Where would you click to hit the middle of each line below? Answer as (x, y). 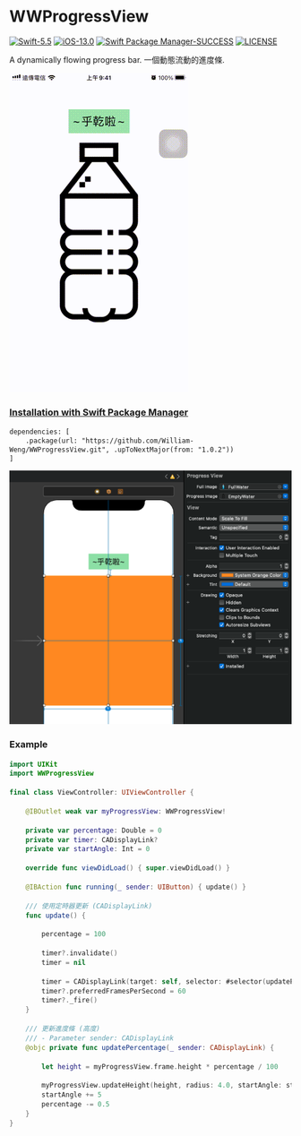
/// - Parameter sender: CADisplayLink (100, 1038)
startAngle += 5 (72, 1095)
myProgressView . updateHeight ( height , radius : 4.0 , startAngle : (162, 1086)
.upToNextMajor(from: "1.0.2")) (174, 450)
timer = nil (64, 962)
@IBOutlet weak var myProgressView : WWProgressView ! (126, 811)
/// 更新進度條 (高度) (63, 1029)
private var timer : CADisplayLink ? (92, 839)
